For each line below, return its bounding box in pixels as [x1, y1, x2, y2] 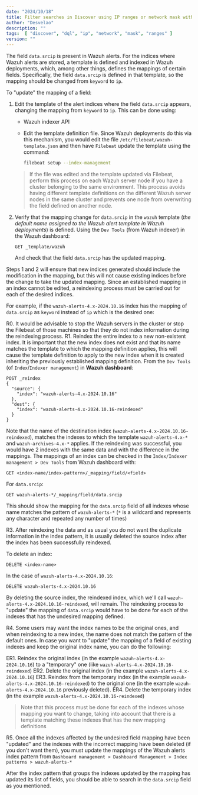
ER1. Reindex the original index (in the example [6, 654, 120, 661]
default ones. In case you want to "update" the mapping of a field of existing [6, 636, 192, 644]
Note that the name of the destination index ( [6, 427, 115, 434]
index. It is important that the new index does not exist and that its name [6, 338, 181, 346]
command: [23, 148, 50, 156]
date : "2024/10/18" [6, 8, 54, 15]
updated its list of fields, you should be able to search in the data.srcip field [6, 775, 192, 783]
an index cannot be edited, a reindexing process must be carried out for [6, 285, 181, 292]
